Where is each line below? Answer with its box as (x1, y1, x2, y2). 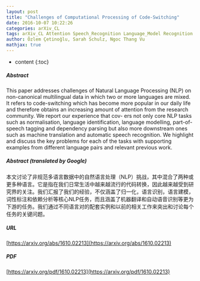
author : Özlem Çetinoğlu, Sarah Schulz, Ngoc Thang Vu (6, 36, 145, 42)
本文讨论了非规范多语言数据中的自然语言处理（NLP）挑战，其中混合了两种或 (6, 173, 194, 180)
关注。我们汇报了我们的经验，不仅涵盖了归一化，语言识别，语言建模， (21, 188, 194, 195)
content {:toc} (14, 58, 49, 65)
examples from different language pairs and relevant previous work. (6, 143, 173, 151)
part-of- (172, 118, 193, 126)
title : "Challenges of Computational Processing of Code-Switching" (6, 14, 180, 20)
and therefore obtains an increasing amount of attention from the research (6, 105, 189, 113)
